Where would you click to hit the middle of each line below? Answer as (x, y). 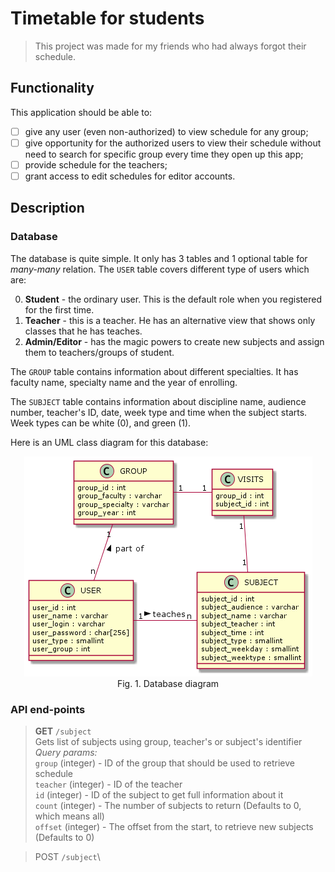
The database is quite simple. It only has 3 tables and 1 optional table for (159, 258)
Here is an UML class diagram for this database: (109, 442)
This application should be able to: (81, 112)
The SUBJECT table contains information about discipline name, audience (158, 401)
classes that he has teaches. (83, 331)
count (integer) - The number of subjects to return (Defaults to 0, (168, 805)
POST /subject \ (67, 856)
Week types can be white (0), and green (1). (101, 423)
